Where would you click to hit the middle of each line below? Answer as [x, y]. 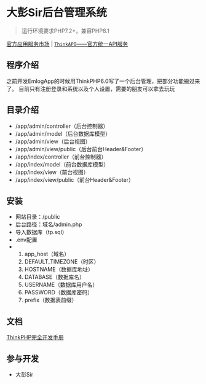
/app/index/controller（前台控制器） [61, 157]
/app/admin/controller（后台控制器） [62, 126]
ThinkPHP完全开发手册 [35, 337]
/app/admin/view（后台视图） [53, 141]
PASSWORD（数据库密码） [59, 292]
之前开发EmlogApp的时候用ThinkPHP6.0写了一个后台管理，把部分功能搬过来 [103, 81]
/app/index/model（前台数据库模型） [62, 164]
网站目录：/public [38, 217]
